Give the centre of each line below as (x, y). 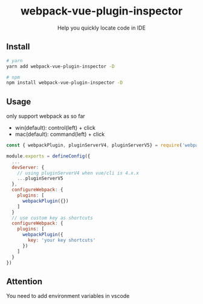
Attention (24, 281)
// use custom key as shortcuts (53, 218)
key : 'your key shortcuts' (62, 240)
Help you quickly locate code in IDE (101, 28)
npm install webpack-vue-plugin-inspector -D (64, 83)
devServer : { (28, 167)
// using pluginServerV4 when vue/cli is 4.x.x (78, 173)
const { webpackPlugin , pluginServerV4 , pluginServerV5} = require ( (94, 145)
